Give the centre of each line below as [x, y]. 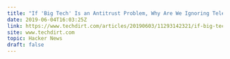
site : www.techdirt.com [41, 32]
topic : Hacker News [35, 39]
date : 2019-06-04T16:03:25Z [47, 20]
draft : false [26, 45]
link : [15, 26]
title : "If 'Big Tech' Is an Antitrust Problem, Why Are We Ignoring [108, 13]
